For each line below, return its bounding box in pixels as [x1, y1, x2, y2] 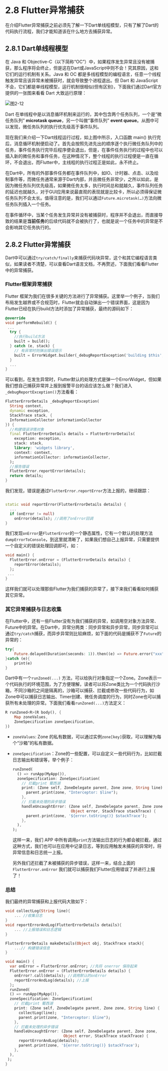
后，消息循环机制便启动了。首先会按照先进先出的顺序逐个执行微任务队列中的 [5, 141, 163, 147]
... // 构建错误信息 [14, 945, 50, 950]
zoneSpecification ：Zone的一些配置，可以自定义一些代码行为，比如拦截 [12, 750, 162, 756]
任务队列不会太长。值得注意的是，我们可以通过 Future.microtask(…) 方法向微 [5, 195, 162, 201]
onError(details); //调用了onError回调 [14, 516, 93, 521]
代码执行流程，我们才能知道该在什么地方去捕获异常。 [5, 28, 115, 34]
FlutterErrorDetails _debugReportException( [5, 399, 99, 404]
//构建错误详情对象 [9, 427, 44, 432]
